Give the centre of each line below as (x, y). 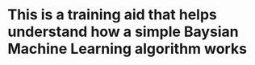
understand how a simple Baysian (123, 32)
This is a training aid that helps (112, 15)
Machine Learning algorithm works (127, 49)
